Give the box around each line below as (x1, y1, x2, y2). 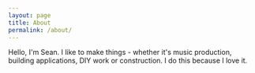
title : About (8, 19, 51, 27)
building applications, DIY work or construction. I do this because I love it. (8, 56, 248, 65)
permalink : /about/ (8, 26, 73, 34)
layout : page (8, 11, 51, 20)
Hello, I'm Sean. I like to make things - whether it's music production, (8, 48, 232, 57)
